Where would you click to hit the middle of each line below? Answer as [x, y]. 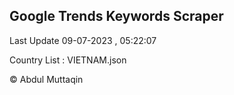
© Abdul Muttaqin [46, 79]
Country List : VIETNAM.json [68, 60]
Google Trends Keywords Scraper [116, 16]
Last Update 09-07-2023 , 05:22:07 [83, 40]
